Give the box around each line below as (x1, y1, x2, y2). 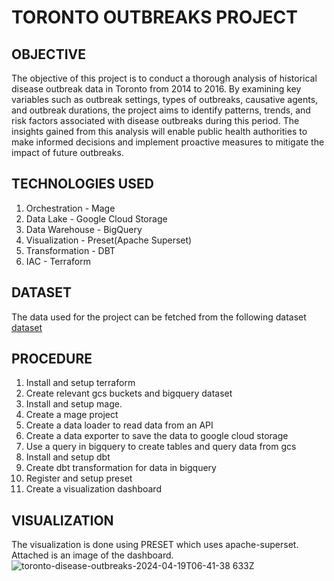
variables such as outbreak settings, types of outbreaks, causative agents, (11, 94, 319, 105)
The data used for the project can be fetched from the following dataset (11, 311, 307, 323)
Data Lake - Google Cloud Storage (25, 212, 168, 225)
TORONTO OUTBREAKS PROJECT (11, 6, 298, 29)
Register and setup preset (25, 472, 133, 485)
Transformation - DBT (25, 244, 116, 256)
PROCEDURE (11, 351, 93, 368)
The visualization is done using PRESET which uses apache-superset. (11, 539, 299, 551)
